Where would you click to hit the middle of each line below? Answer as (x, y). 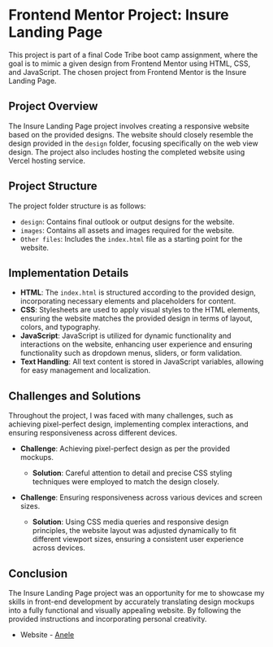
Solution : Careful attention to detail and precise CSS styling (132, 473)
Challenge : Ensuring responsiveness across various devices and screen (141, 497)
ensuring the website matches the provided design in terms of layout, (136, 318)
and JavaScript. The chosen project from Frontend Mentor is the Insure (128, 72)
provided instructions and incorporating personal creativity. (108, 619)
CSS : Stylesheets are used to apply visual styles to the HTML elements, (140, 310)
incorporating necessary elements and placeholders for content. (128, 301)
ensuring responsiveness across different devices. (93, 433)
